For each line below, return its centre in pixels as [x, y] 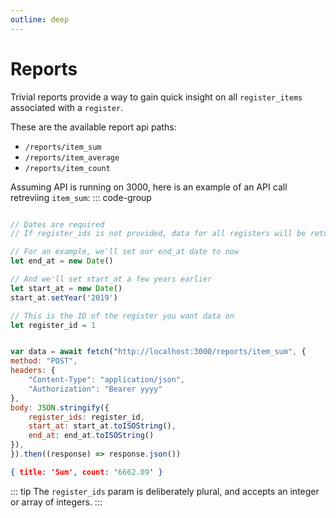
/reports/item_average [72, 157]
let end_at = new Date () [62, 261]
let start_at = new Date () [66, 288]
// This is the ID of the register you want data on [122, 316]
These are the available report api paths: [93, 127]
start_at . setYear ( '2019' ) [64, 297]
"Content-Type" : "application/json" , [107, 380]
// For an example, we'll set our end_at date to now [125, 252]
